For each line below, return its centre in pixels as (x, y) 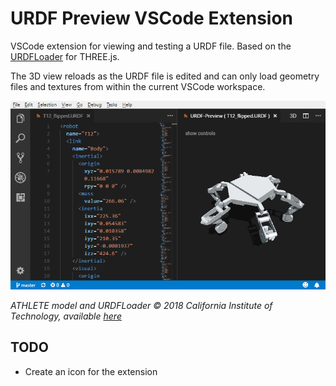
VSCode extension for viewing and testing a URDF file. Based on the (151, 46)
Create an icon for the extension (91, 371)
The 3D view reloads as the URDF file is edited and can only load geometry (165, 76)
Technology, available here (66, 316)
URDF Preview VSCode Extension (152, 18)
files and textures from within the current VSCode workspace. (138, 86)
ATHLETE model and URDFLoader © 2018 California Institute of (141, 305)
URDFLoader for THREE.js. (65, 56)
